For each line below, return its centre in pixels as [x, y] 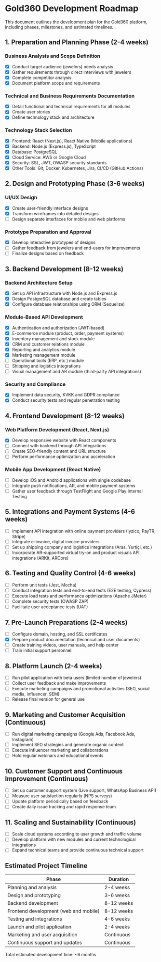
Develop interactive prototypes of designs [54, 242]
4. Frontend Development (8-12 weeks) [65, 416]
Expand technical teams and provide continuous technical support [78, 850]
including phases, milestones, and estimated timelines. [59, 27]
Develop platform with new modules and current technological [74, 839]
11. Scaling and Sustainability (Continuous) [71, 822]
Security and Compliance [35, 384]
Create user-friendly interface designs [50, 208]
